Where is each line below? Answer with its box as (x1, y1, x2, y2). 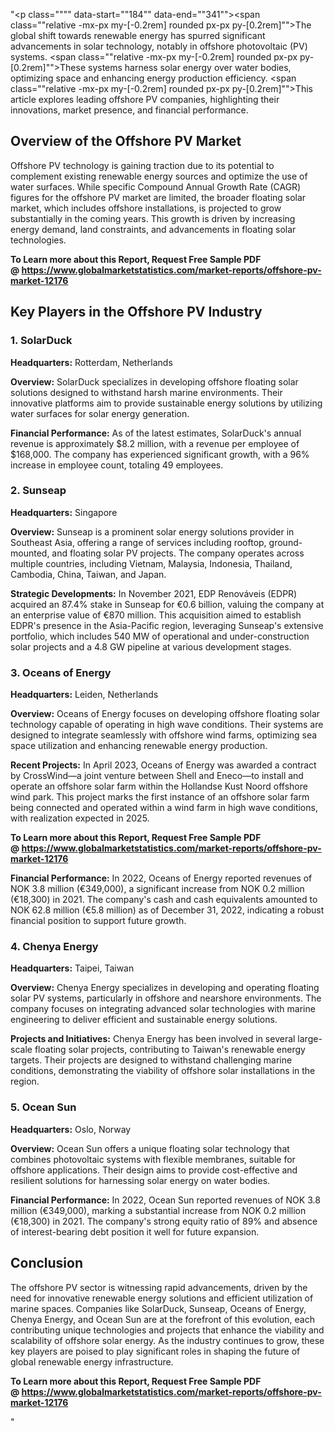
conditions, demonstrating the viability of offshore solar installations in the (10, 1065, 316, 1077)
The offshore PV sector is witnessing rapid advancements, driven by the (10, 1281, 308, 1293)
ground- (268, 536, 303, 548)
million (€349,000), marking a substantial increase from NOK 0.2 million (10, 1204, 307, 1216)
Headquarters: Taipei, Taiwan (10, 962, 135, 974)
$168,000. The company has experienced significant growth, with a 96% (10, 448, 310, 460)
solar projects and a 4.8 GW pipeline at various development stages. (10, 640, 292, 653)
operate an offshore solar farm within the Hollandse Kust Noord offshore (10, 780, 308, 793)
